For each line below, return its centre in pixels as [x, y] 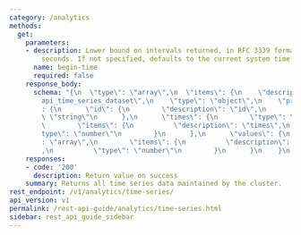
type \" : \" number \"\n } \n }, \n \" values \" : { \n [166, 134]
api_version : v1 [39, 201]
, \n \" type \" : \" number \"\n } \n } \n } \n [166, 150]
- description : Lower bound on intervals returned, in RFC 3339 [148, 51]
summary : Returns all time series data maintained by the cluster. [154, 184]
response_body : [54, 84]
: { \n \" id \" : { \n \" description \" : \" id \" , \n [154, 109]
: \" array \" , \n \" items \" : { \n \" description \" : [166, 142]
